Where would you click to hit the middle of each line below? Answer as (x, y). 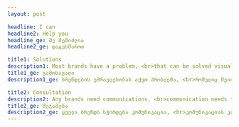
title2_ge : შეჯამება (38, 106)
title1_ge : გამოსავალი (41, 73)
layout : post (27, 14)
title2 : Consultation (39, 92)
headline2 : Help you (38, 34)
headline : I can (31, 27)
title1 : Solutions (34, 60)
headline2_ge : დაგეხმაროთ (46, 47)
